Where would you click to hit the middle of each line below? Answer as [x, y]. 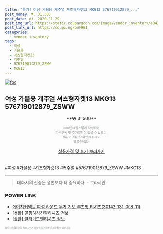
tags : [10, 41]
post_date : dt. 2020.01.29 [32, 19]
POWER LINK [21, 195]
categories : [17, 32]
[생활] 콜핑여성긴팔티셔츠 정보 [40, 213]
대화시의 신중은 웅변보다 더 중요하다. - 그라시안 [61, 182]
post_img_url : [19, 23]
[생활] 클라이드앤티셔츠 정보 [38, 219]
